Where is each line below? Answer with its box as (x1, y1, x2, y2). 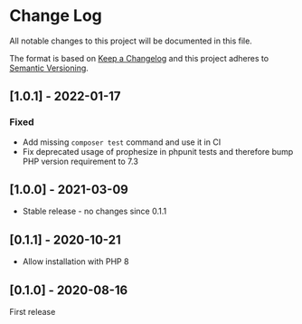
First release (9, 307, 56, 318)
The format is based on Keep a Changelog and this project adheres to (9, 52, 269, 63)
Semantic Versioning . (9, 62, 89, 73)
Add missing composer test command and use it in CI (22, 137, 222, 148)
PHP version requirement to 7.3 (22, 156, 138, 167)
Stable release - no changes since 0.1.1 (22, 205, 167, 217)
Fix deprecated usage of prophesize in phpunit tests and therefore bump (22, 146, 294, 157)
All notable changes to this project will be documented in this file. (9, 35, 253, 46)
